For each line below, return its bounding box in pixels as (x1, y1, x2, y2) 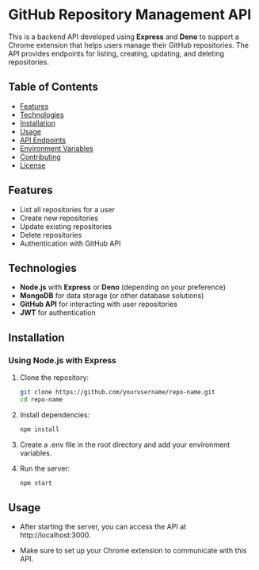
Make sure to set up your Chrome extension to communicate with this (19, 546, 247, 556)
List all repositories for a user (19, 204, 115, 214)
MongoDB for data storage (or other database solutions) (19, 291, 204, 301)
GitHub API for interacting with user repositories (19, 300, 178, 309)
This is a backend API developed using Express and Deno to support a (8, 32, 239, 41)
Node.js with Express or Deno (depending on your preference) (19, 282, 227, 292)
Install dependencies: (19, 409, 90, 419)
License (19, 161, 46, 170)
